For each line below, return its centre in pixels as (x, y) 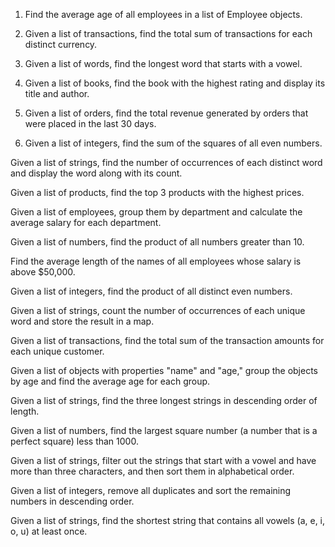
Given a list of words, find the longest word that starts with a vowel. (163, 63)
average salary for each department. (86, 222)
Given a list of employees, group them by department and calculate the (156, 212)
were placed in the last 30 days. (90, 123)
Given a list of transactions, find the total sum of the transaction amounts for (167, 340)
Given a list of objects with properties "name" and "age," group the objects (164, 370)
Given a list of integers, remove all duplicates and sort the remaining (151, 490)
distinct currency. (61, 44)
